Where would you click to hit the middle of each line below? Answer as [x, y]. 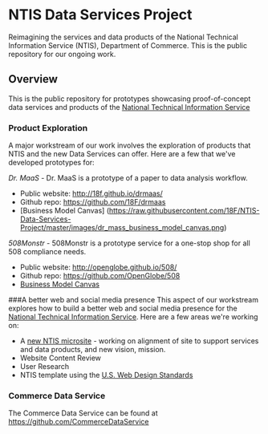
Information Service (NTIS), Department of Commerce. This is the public [128, 45]
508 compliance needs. [47, 252]
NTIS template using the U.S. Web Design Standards [106, 375]
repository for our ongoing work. [62, 54]
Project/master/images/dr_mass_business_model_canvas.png [122, 228]
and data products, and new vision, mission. [93, 350]
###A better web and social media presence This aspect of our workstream [134, 300]
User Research [45, 367]
